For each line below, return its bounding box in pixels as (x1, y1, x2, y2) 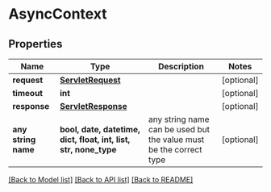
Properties (8, 37, 63, 51)
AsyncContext (8, 5, 107, 23)
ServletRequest (59, 74, 121, 86)
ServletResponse (59, 101, 127, 111)
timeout (12, 88, 43, 98)
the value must (148, 134, 205, 145)
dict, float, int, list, (59, 134, 131, 145)
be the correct (148, 144, 202, 155)
